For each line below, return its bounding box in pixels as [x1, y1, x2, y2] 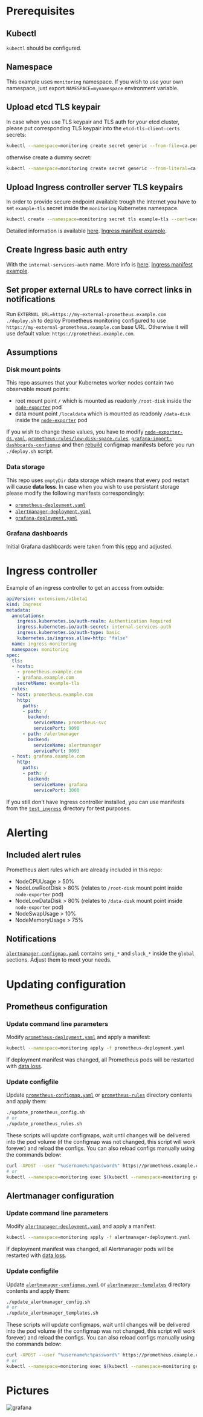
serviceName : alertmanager [33, 742, 101, 748]
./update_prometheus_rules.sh [6, 1121, 83, 1127]
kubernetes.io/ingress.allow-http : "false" [17, 635, 129, 641]
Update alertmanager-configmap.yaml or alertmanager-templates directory [6, 1281, 191, 1288]
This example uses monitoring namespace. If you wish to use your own [6, 78, 184, 85]
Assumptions [6, 347, 58, 358]
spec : [6, 652, 20, 658]
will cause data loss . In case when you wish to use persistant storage [6, 483, 179, 490]
